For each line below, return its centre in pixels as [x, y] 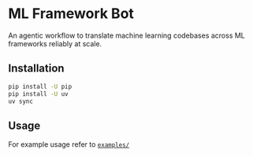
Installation [36, 69]
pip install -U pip [40, 86]
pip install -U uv [38, 94]
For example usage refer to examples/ [69, 144]
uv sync [21, 101]
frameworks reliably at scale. [55, 43]
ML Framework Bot [71, 14]
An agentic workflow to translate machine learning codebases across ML [127, 35]
